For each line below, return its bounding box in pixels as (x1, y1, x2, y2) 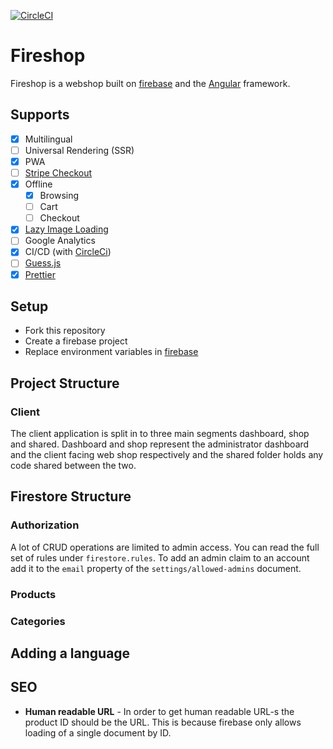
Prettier (24, 268, 56, 280)
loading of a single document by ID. (24, 726, 172, 739)
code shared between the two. (10, 460, 137, 472)
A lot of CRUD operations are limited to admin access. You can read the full (10, 541, 320, 553)
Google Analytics (24, 235, 96, 247)
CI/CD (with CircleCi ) (24, 246, 112, 258)
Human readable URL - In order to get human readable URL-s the (24, 705, 295, 717)
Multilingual (24, 133, 73, 145)
